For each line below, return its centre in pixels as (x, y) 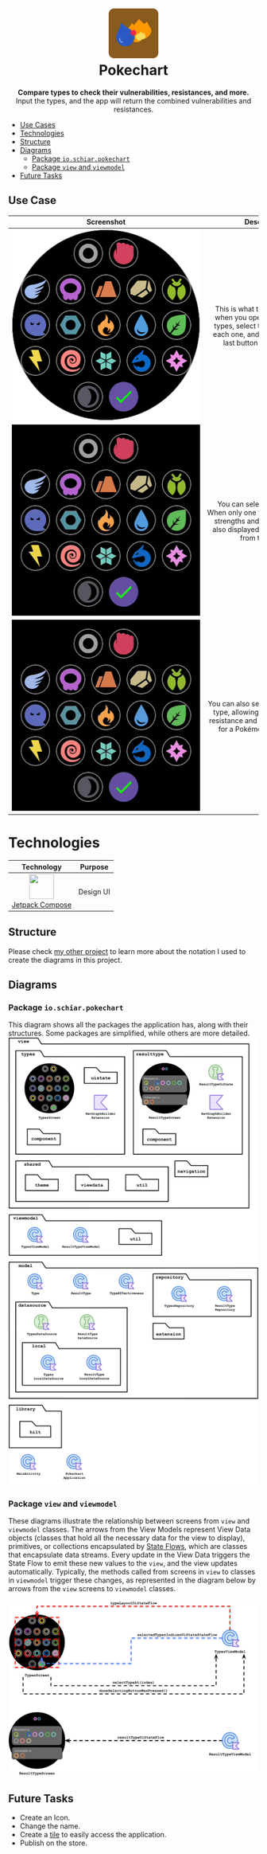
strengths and (237, 521)
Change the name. (50, 1826)
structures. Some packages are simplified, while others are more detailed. (129, 1033)
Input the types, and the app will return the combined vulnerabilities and (133, 100)
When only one (232, 512)
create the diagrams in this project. (66, 960)
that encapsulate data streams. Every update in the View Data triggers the (129, 1555)
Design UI (94, 891)
